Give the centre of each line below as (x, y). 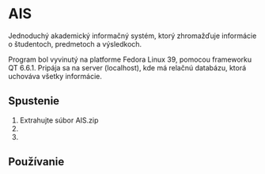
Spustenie (34, 101)
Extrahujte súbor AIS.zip (59, 120)
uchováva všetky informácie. (55, 76)
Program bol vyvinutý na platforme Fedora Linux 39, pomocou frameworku (130, 59)
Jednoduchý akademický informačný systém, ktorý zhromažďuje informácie (132, 36)
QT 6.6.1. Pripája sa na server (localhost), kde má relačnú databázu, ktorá (127, 67)
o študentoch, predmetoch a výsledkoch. (75, 43)
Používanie (36, 162)
